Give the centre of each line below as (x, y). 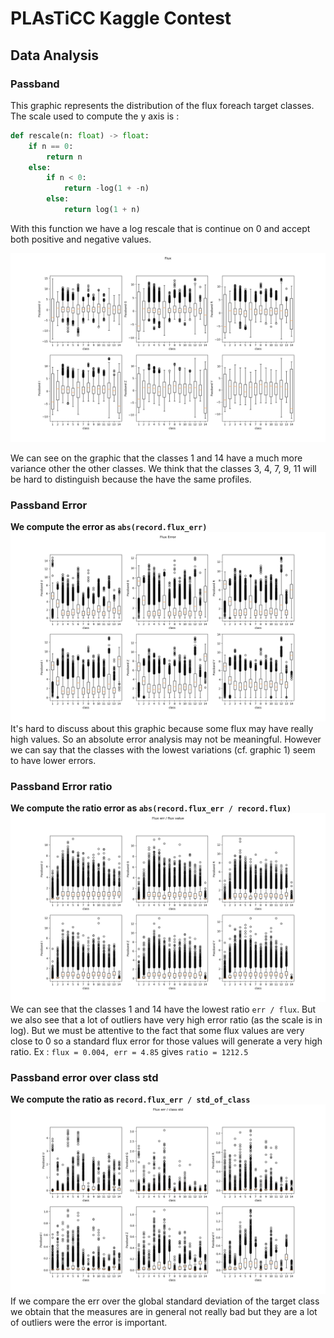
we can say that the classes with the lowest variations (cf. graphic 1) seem (163, 749)
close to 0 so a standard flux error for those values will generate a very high (166, 1041)
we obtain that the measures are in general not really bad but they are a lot (164, 1311)
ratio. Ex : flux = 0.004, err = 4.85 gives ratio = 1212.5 (129, 1052)
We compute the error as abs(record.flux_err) (109, 527)
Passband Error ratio (61, 786)
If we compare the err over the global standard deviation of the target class (165, 1301)
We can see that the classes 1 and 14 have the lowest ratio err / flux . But (163, 1009)
